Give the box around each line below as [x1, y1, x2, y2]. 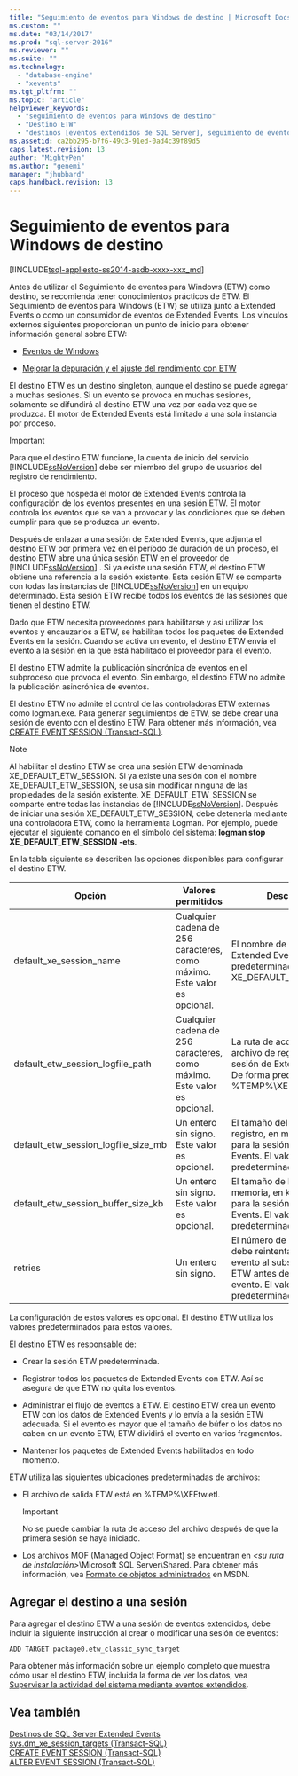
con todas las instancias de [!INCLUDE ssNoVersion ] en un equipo [9, 581, 249, 592]
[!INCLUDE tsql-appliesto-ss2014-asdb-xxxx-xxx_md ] [9, 264, 205, 275]
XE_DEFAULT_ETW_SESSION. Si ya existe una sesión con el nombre [9, 771, 257, 782]
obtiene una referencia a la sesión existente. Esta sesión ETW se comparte [9, 571, 282, 582]
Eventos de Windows [21, 346, 100, 357]
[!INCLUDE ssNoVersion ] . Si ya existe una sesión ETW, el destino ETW [9, 562, 266, 573]
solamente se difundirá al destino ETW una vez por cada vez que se [9, 399, 258, 410]
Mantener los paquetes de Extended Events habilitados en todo [21, 1445, 255, 1456]
